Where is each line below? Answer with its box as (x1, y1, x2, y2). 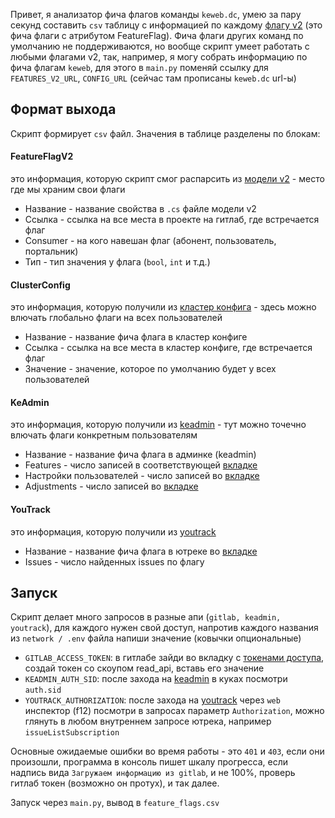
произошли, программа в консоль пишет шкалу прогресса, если (10, 756, 288, 768)
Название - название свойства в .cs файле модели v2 (24, 203, 257, 215)
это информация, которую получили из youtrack (10, 525, 217, 538)
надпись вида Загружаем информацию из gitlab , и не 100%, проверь (10, 767, 296, 779)
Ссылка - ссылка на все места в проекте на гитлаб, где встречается (24, 214, 320, 226)
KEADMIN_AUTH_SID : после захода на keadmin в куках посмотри (24, 673, 288, 685)
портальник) (24, 245, 79, 258)
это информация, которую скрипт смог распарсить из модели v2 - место (10, 173, 325, 185)
